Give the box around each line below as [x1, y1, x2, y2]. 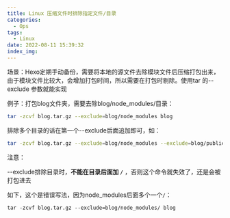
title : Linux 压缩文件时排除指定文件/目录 [7, 10, 116, 17]
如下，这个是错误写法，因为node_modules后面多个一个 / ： [7, 191, 172, 199]
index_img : [7, 49, 38, 55]
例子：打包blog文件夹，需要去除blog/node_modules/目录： [7, 99, 174, 107]
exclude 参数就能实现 [7, 85, 67, 93]
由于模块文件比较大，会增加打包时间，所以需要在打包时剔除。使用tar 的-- [7, 76, 214, 84]
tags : [7, 29, 23, 36]
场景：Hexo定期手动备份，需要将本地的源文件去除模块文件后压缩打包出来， [7, 68, 220, 76]
